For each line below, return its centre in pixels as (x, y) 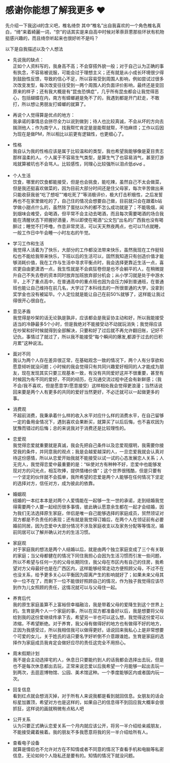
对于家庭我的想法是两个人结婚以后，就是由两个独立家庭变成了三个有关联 (88, 549)
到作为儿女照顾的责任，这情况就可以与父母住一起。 (66, 587)
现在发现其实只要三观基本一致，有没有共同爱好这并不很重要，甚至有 (93, 373)
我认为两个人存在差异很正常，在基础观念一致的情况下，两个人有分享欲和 (88, 360)
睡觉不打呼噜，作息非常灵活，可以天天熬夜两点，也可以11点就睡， (95, 226)
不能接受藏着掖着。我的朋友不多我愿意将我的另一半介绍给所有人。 (81, 732)
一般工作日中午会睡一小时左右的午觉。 (53, 233)
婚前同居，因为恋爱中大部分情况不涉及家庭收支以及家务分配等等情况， (86, 525)
